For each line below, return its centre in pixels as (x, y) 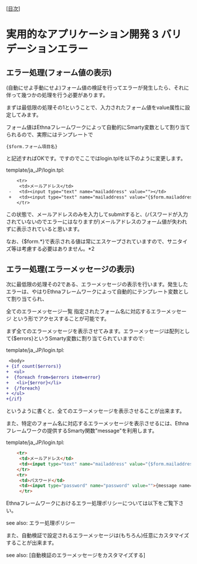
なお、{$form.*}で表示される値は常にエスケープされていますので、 (87, 241)
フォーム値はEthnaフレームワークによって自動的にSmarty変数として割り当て (98, 127)
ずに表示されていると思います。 (45, 229)
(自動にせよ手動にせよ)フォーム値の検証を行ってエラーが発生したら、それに (98, 88)
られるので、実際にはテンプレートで (50, 134)
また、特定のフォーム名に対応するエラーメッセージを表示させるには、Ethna (98, 423)
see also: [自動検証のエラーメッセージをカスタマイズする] (76, 555)
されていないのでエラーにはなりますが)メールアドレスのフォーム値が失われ (97, 222)
